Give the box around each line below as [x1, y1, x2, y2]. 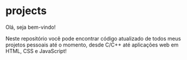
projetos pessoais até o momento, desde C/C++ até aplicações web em [5, 41, 179, 48]
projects [5, 4, 47, 18]
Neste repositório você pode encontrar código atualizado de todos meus [5, 35, 181, 42]
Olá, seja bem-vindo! [5, 24, 56, 31]
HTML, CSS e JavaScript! [5, 47, 67, 54]
